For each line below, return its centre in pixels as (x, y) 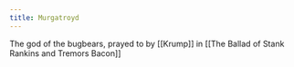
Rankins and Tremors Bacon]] (65, 53)
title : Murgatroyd (44, 18)
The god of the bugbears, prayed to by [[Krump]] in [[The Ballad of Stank (147, 43)
